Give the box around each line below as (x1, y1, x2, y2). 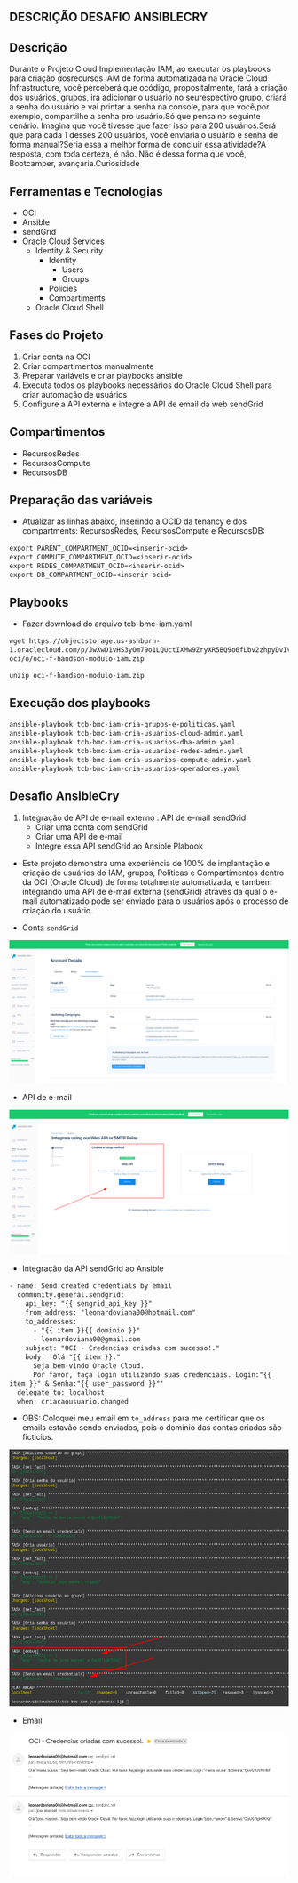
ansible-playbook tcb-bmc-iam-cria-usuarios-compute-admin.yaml (9, 756, 252, 765)
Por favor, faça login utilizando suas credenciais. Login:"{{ (32, 1370, 272, 1380)
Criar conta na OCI (21, 351, 90, 362)
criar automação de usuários (21, 389, 128, 399)
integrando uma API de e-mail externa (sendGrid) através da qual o (21, 886, 268, 897)
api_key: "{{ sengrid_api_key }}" (25, 1299, 153, 1308)
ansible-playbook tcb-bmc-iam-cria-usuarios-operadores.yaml (9, 765, 240, 774)
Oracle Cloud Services (21, 236, 105, 246)
